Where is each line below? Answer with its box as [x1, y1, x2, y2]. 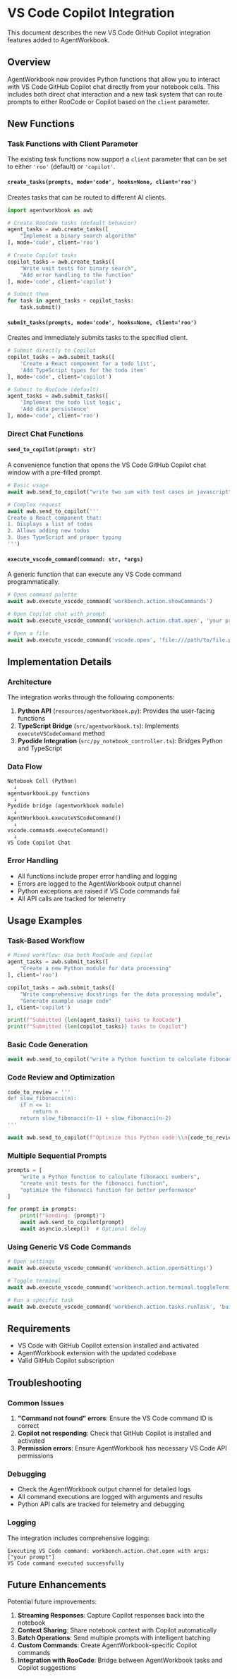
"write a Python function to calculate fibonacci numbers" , [20, 1173, 200, 1180]
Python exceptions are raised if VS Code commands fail [17, 886, 180, 895]
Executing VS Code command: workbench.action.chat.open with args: [7, 1547, 210, 1554]
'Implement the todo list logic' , [20, 399, 121, 406]
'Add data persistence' [20, 405, 90, 413]
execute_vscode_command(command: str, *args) [7, 556, 143, 563]
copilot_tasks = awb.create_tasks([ [7, 258, 115, 265]
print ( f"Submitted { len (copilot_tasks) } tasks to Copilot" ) [7, 1023, 188, 1030]
